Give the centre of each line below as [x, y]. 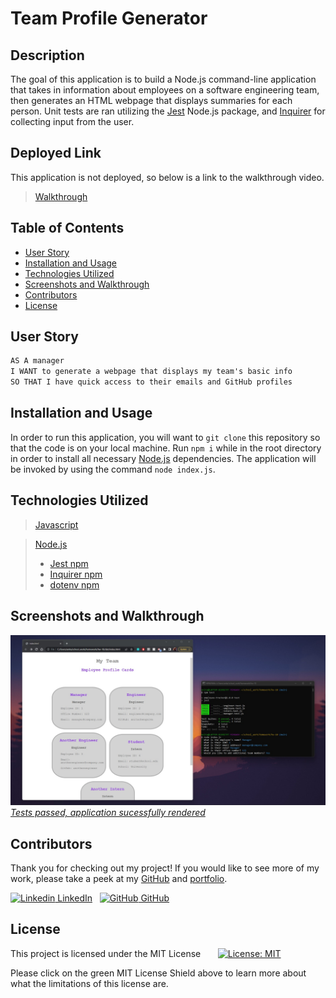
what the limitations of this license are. [89, 983]
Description [47, 55]
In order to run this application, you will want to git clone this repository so [165, 437]
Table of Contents [67, 228]
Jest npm [69, 563]
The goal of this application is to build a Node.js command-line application [163, 79]
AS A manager [37, 361]
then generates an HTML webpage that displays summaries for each [151, 100]
